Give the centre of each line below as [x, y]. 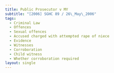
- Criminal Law [25, 23]
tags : [10, 18]
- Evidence [20, 41]
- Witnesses [22, 45]
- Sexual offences [28, 32]
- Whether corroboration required [44, 59]
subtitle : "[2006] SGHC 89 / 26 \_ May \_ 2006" [51, 14]
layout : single [20, 63]
